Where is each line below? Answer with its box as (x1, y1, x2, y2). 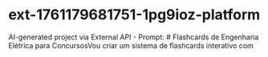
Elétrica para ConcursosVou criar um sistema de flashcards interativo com (8, 40, 254, 50)
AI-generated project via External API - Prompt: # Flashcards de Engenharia (8, 32, 259, 42)
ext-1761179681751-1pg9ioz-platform (8, 6, 261, 24)
